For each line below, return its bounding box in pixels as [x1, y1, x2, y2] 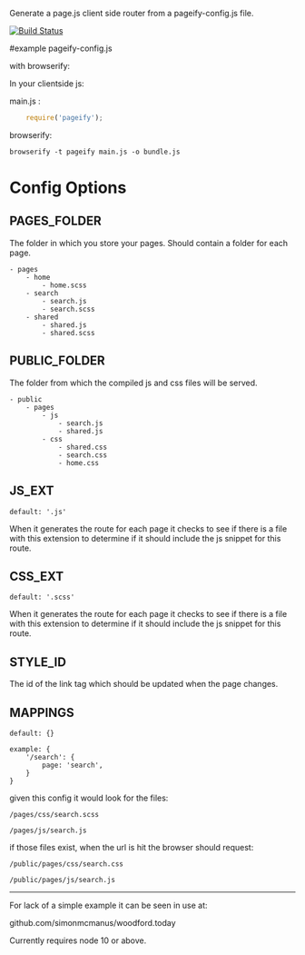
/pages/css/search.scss [9, 810, 100, 819]
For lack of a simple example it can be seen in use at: [9, 900, 208, 910]
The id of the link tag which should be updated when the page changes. [9, 679, 279, 690]
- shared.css [57, 443, 107, 452]
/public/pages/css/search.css [9, 859, 124, 869]
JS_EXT [9, 483, 54, 499]
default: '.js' [9, 507, 67, 516]
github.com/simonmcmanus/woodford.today [9, 917, 176, 928]
